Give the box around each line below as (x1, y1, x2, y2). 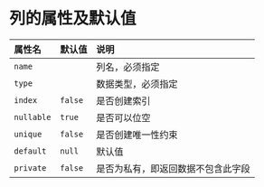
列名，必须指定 (96, 61, 160, 73)
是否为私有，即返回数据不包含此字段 (96, 162, 250, 174)
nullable (14, 112, 52, 122)
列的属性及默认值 (9, 8, 137, 29)
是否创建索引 (96, 94, 151, 107)
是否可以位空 (96, 111, 151, 124)
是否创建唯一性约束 (96, 128, 178, 141)
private (14, 163, 47, 173)
